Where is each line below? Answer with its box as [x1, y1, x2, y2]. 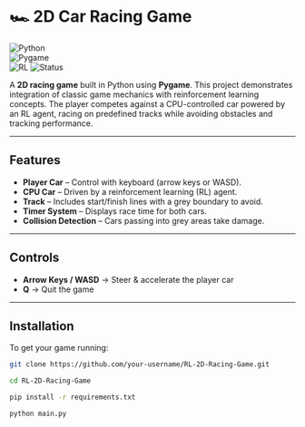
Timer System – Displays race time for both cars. [22, 205, 207, 217]
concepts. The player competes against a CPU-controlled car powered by [9, 98, 286, 109]
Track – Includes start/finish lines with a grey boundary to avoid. [22, 196, 263, 207]
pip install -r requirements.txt [9, 393, 136, 403]
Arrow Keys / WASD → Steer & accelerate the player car [22, 274, 234, 285]
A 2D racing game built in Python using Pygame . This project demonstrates [9, 79, 293, 90]
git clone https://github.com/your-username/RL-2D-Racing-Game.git [9, 360, 271, 369]
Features [9, 152, 61, 168]
